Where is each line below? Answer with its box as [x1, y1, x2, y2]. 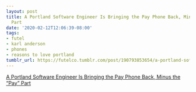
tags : [6, 30, 19, 36]
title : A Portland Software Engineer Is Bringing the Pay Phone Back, [6, 14, 181, 20]
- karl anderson [6, 41, 45, 47]
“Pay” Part [6, 79, 31, 86]
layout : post [6, 8, 38, 15]
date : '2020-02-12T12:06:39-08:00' [6, 24, 93, 31]
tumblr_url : [6, 57, 35, 63]
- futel [6, 36, 25, 41]
